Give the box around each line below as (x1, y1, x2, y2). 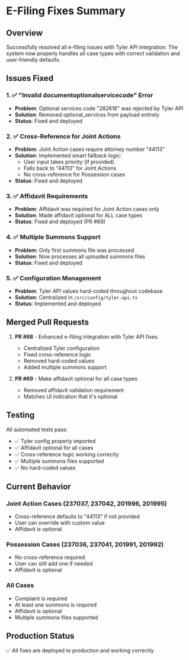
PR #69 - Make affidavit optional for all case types (14, 375, 138, 382)
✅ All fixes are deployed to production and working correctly (6, 646, 154, 654)
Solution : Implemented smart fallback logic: (14, 151, 122, 159)
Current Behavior (6, 481, 71, 491)
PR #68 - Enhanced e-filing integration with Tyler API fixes (14, 333, 158, 340)
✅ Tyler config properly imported (14, 437, 96, 444)
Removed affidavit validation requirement (23, 386, 124, 393)
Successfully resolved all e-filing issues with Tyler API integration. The (6, 43, 178, 50)
